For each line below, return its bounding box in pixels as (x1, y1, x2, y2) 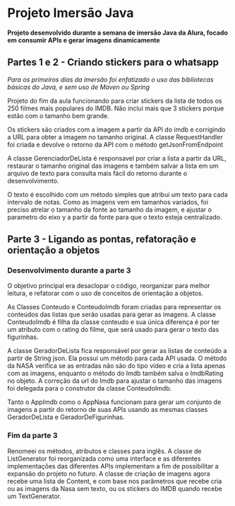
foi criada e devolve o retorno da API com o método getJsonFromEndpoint (7, 140, 224, 149)
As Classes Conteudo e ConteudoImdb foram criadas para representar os (7, 303, 222, 311)
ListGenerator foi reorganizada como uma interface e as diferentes (7, 454, 201, 463)
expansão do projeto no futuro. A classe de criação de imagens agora (7, 469, 210, 478)
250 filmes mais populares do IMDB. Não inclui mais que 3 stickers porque (7, 104, 224, 113)
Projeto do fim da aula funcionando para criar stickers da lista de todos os (7, 96, 222, 105)
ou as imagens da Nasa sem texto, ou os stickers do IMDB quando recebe (7, 484, 222, 493)
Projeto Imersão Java (7, 5, 134, 21)
